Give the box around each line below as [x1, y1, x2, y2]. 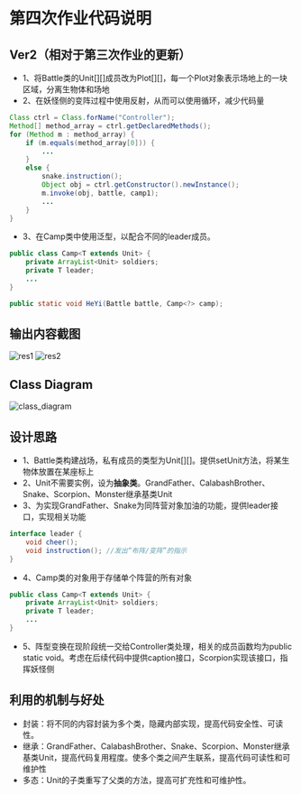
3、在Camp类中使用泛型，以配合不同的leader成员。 [22, 231, 215, 242]
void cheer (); [25, 538, 78, 547]
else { [25, 163, 50, 172]
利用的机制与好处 [9, 692, 105, 708]
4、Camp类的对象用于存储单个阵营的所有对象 [22, 572, 192, 583]
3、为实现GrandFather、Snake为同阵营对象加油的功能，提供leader [22, 500, 271, 511]
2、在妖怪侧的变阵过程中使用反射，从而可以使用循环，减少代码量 [22, 96, 265, 106]
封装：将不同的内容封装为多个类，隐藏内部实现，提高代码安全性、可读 [22, 718, 284, 729]
